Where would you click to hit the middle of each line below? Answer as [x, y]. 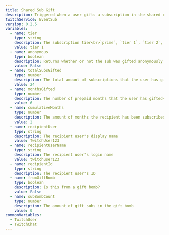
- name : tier [23, 33]
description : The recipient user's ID [55, 173]
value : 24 [25, 84]
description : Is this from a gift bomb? [57, 187]
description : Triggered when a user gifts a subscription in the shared [83, 15]
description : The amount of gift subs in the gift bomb [74, 206]
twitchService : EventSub [31, 19]
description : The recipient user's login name [64, 155]
